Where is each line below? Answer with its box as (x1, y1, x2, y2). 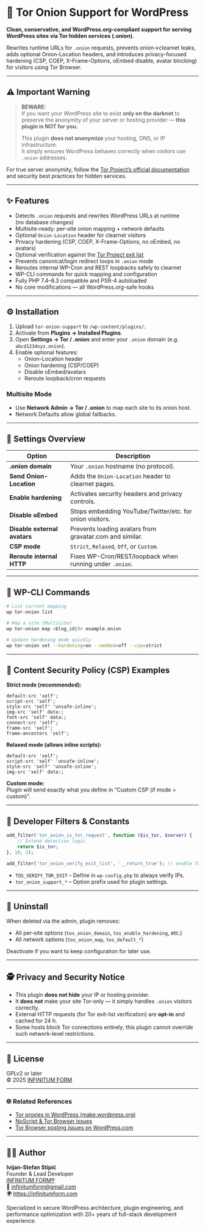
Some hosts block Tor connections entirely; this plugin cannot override (15, 1024, 193, 1031)
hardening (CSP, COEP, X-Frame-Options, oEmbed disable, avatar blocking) (6, 57, 197, 64)
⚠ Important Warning (6, 87, 90, 97)
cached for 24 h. (15, 1017, 57, 1025)
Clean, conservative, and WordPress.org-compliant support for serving (6, 26, 192, 33)
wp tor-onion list (6, 609, 53, 616)
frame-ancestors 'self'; (6, 730, 70, 737)
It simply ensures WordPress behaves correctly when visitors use (21, 147, 186, 155)
